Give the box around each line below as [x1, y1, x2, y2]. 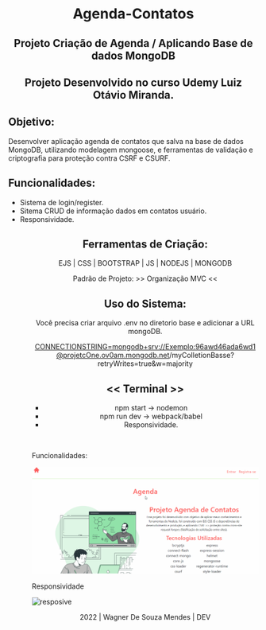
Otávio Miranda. [92, 88, 175, 102]
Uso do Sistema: [103, 297, 187, 310]
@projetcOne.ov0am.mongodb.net [56, 351, 170, 360]
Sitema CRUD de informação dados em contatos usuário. [19, 206, 207, 216]
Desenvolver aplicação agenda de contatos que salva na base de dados [8, 136, 244, 146]
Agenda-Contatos [72, 5, 195, 23]
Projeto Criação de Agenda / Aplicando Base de [13, 37, 253, 50]
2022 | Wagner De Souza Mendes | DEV [79, 612, 211, 622]
